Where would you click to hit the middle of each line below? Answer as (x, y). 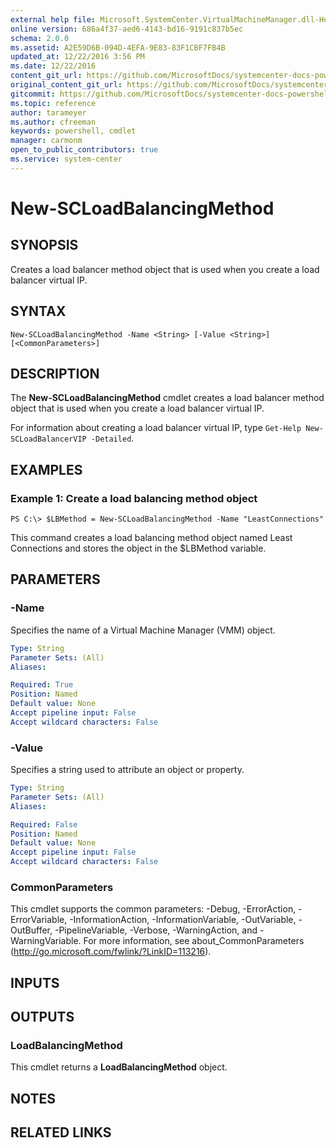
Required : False (44, 824)
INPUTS (35, 982)
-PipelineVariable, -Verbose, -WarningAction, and (156, 930)
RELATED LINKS (61, 1132)
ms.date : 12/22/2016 (53, 66)
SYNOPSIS (44, 245)
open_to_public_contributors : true (84, 150)
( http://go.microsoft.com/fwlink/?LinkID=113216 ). (111, 952)
